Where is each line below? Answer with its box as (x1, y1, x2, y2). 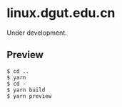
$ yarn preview (6, 92, 52, 100)
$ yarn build (6, 86, 46, 94)
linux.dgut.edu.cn (6, 5, 116, 21)
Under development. (6, 28, 67, 37)
